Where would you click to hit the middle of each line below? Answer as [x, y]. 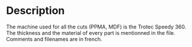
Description [35, 11]
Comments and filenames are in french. [54, 39]
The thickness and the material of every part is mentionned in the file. [91, 32]
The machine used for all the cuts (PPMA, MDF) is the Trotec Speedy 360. [96, 27]
